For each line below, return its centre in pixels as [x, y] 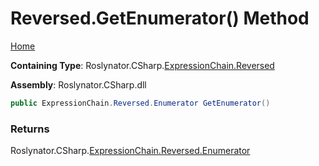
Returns [30, 129]
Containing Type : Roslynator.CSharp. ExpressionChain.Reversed [142, 65]
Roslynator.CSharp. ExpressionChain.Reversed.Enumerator [130, 151]
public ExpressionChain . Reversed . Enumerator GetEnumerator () [140, 103]
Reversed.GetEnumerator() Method [160, 18]
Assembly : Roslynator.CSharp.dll [78, 84]
